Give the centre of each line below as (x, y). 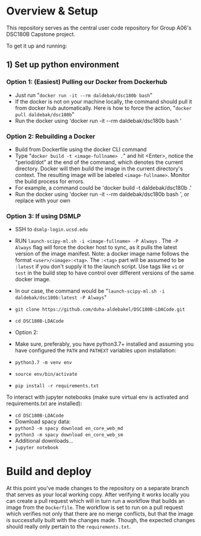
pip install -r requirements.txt (57, 386)
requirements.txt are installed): (44, 404)
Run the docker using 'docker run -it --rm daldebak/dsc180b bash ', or (102, 194)
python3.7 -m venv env (43, 363)
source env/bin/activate (46, 375)
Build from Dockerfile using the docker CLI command (81, 149)
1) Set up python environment (63, 65)
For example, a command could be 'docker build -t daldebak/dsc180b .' (103, 187)
